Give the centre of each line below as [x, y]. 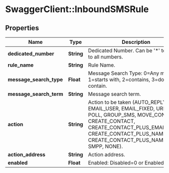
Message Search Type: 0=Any [123, 73]
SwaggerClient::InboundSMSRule [77, 9]
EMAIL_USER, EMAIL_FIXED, [121, 108]
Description [136, 42]
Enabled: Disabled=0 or [116, 163]
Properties [22, 28]
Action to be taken [109, 102]
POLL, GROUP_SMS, [112, 115]
